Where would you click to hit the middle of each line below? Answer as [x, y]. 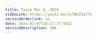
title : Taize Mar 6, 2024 [32, 10]
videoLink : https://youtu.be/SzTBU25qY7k [49, 14]
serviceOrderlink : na [28, 19]
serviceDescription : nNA [31, 28]
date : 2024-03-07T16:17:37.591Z [39, 23]
